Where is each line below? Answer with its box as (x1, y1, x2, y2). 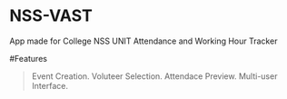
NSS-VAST (9, 5, 93, 26)
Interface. (31, 80, 68, 91)
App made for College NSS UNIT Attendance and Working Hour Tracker (9, 35, 278, 46)
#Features (9, 53, 48, 64)
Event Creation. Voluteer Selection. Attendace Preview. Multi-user (31, 70, 278, 82)
